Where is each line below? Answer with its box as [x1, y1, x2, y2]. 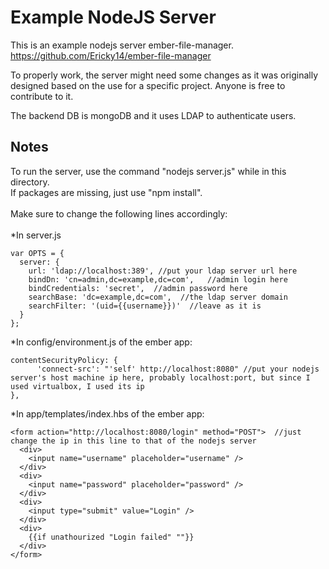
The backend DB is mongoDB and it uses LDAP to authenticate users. [10, 109, 297, 121]
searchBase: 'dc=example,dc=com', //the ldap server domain [28, 292, 288, 302]
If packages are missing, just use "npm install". [10, 186, 203, 198]
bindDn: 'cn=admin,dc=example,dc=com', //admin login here [28, 274, 288, 285]
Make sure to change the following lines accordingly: [10, 207, 228, 220]
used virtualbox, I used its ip [10, 381, 145, 391]
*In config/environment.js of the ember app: [10, 336, 193, 348]
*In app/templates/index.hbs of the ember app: [10, 407, 205, 420]
